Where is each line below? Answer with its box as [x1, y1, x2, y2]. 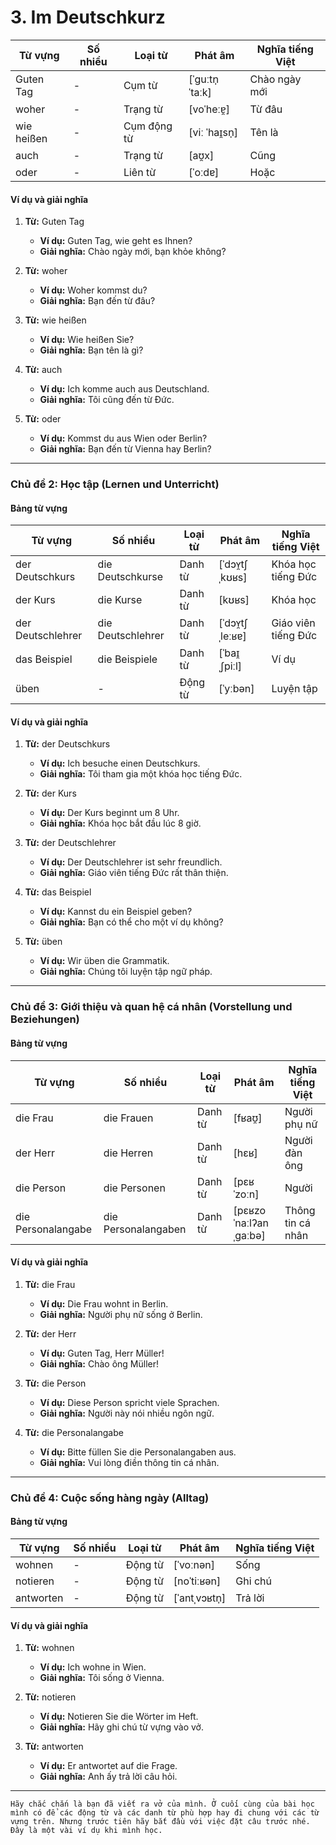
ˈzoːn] [233, 1187, 260, 1201]
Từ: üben [24, 936, 63, 948]
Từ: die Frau [24, 1278, 76, 1290]
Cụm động [123, 119, 173, 133]
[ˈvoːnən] [173, 1557, 215, 1571]
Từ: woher [24, 265, 68, 277]
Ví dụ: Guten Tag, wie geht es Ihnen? [39, 235, 193, 247]
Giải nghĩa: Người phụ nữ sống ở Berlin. [39, 1308, 203, 1320]
